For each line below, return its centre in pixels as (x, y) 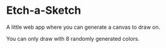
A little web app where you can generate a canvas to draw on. (83, 27)
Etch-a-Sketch (44, 10)
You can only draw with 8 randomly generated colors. (73, 38)
